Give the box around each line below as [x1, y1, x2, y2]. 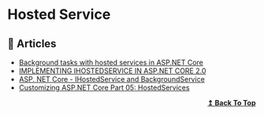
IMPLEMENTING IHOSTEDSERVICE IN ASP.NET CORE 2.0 [18, 66, 206, 76]
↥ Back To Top [207, 98, 256, 107]
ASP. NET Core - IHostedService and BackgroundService [18, 75, 206, 83]
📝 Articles [7, 37, 57, 50]
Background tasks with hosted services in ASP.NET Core [18, 57, 204, 67]
